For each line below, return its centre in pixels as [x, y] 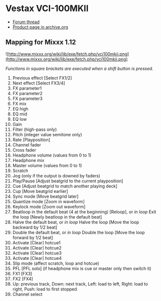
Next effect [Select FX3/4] [39, 83]
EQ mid [20, 114]
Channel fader [27, 145]
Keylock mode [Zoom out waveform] [49, 206]
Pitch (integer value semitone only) [47, 134]
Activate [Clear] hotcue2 [37, 248]
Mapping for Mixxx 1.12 [41, 42]
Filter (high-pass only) [35, 129]
